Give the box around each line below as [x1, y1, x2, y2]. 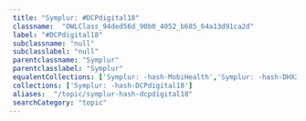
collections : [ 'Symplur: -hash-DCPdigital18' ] [12, 81, 194, 90]
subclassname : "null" [12, 38, 95, 48]
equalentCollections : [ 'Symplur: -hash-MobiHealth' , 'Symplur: [12, 73, 255, 82]
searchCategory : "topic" [12, 97, 107, 107]
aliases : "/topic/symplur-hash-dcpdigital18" [12, 89, 194, 98]
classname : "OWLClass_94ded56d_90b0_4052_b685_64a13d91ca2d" [12, 22, 255, 31]
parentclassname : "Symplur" [12, 55, 120, 65]
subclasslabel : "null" [12, 47, 100, 56]
